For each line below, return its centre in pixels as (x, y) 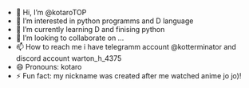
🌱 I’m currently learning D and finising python (90, 29)
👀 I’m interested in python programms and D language (105, 21)
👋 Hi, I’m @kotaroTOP (51, 12)
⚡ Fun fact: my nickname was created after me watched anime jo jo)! (128, 76)
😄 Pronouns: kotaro (49, 67)
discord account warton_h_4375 (69, 58)
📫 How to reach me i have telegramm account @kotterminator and (126, 47)
